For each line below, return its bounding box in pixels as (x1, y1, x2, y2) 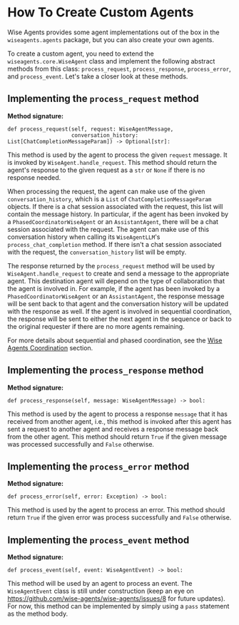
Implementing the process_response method (7, 365, 204, 377)
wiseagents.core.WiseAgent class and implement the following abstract (7, 56, 215, 65)
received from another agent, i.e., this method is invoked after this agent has (7, 417, 232, 425)
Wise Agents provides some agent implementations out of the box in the (7, 28, 220, 36)
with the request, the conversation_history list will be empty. (7, 248, 187, 256)
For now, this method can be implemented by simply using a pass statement (7, 602, 230, 611)
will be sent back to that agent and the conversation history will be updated (7, 299, 228, 308)
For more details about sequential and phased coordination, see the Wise (7, 336, 223, 345)
